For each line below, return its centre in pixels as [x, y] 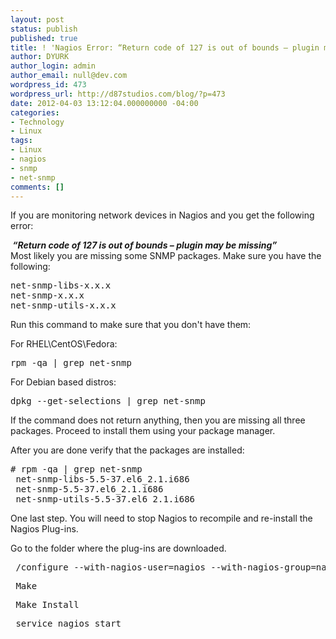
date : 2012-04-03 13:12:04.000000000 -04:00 [104, 103]
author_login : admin [53, 66]
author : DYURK [40, 57]
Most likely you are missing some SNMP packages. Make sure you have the [166, 256]
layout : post [37, 19]
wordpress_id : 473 [48, 85]
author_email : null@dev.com [69, 76]
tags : [21, 141]
